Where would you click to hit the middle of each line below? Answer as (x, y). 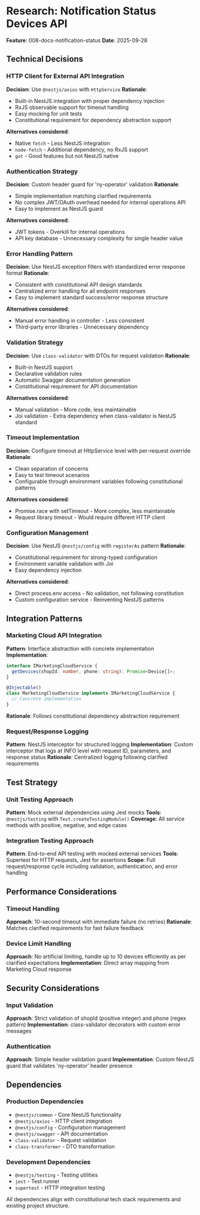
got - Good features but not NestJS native (66, 156)
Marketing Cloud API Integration (54, 636)
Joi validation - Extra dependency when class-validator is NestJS (96, 416)
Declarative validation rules (49, 373)
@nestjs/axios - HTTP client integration (63, 1121)
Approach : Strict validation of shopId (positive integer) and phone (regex (96, 1018)
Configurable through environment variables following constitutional (99, 481)
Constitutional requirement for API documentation (76, 386)
